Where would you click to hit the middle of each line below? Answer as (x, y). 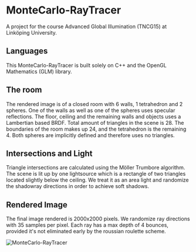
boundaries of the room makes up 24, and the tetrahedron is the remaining (96, 129)
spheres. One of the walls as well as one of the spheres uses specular (91, 110)
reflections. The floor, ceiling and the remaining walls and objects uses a (94, 116)
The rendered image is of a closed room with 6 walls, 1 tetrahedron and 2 (94, 104)
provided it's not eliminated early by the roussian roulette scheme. (86, 231)
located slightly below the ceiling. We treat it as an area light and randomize (97, 180)
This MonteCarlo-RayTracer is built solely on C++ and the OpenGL (87, 65)
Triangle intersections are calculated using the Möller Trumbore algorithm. (96, 168)
